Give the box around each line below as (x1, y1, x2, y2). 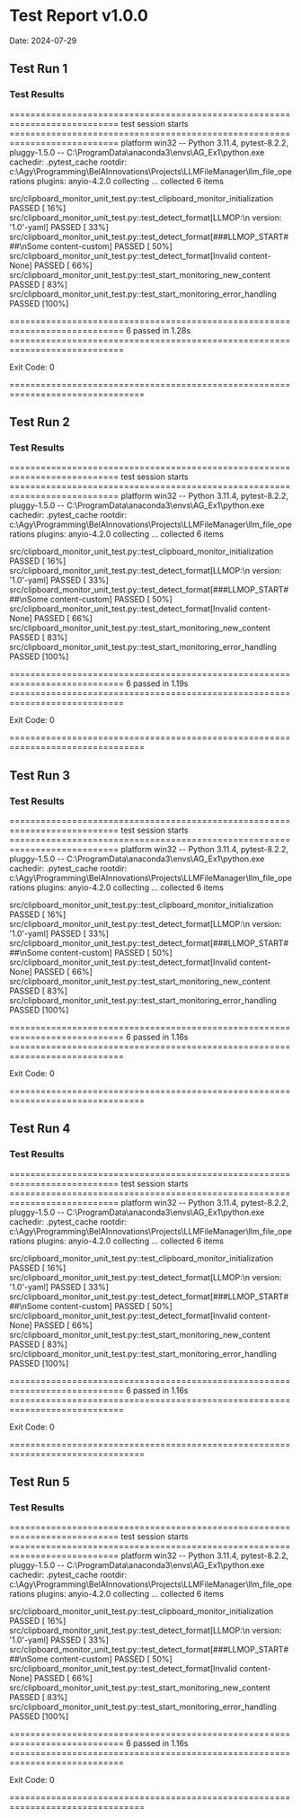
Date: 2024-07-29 (9, 35, 77, 46)
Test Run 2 (9, 414, 70, 430)
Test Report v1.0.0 (9, 5, 148, 26)
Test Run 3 (9, 768, 70, 783)
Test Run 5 (9, 1475, 70, 1490)
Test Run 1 (9, 61, 68, 76)
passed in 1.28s (133, 325, 191, 335)
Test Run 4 (9, 1121, 71, 1136)
